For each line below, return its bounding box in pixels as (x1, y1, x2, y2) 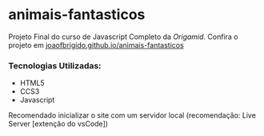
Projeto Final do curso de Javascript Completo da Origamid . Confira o (8, 32, 238, 41)
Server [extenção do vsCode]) (8, 119, 109, 129)
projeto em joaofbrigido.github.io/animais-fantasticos (8, 40, 184, 49)
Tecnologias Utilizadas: (8, 60, 102, 71)
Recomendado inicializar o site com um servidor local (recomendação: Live (8, 111, 256, 120)
